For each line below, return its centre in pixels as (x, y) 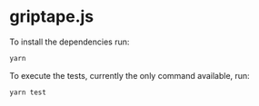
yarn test (28, 92)
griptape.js (52, 17)
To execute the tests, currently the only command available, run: (129, 75)
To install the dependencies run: (70, 42)
